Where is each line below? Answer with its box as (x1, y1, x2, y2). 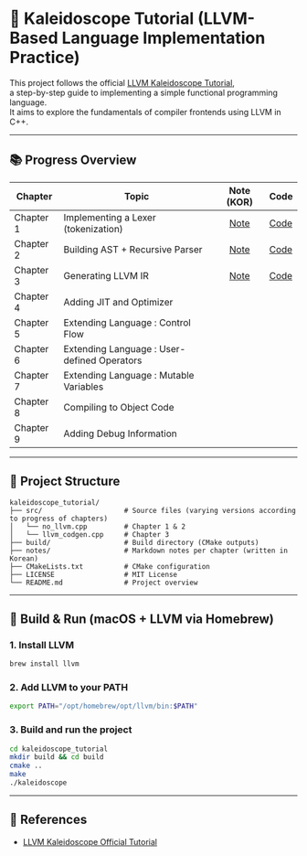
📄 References (9, 812, 88, 828)
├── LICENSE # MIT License (9, 570, 178, 579)
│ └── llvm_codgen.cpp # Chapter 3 (9, 530, 170, 539)
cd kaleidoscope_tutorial (9, 744, 108, 754)
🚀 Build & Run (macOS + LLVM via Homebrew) (9, 611, 274, 626)
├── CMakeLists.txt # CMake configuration (9, 562, 210, 571)
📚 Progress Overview (9, 153, 137, 168)
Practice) (9, 48, 80, 68)
